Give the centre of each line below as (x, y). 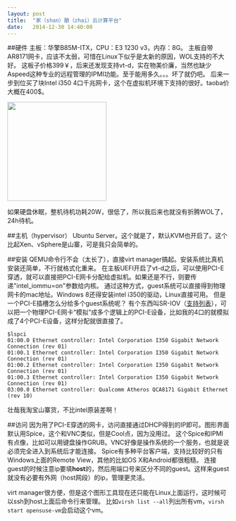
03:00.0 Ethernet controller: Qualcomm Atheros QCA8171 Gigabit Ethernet (118, 390)
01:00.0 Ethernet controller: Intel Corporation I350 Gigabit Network (113, 341)
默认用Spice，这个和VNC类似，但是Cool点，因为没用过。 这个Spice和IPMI (116, 434)
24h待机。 (22, 221)
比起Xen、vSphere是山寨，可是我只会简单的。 (75, 244)
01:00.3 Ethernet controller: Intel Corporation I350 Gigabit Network (113, 377)
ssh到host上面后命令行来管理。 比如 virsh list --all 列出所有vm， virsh (119, 501)
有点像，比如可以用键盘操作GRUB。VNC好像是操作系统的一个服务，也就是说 (118, 442)
